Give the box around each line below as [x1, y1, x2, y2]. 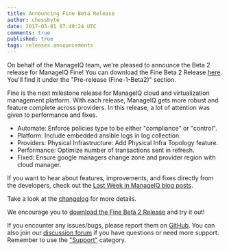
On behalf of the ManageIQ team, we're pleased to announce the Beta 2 [7, 61, 210, 69]
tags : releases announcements [7, 42, 94, 49]
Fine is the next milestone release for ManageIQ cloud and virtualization [7, 89, 210, 97]
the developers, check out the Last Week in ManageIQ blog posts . [7, 182, 193, 189]
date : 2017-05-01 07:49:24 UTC [7, 23, 97, 30]
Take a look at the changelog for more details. [7, 195, 137, 203]
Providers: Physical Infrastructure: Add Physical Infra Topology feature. [16, 139, 218, 146]
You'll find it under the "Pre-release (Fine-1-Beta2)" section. [7, 76, 176, 83]
